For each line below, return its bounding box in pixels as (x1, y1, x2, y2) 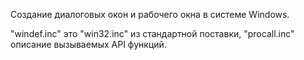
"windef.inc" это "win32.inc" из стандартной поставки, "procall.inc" (10, 28, 295, 39)
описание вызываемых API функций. (10, 39, 167, 50)
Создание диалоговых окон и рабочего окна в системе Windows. (10, 9, 290, 20)
